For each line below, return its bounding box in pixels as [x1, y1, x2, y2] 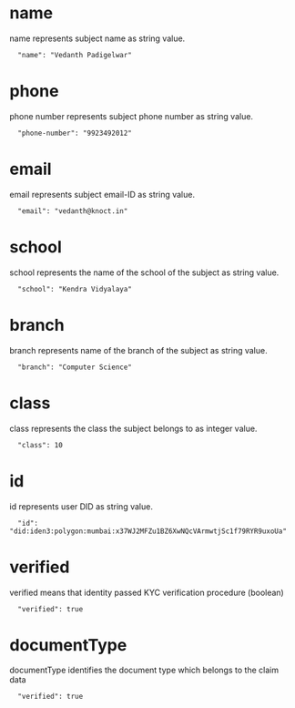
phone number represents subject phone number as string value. [9, 110, 253, 121]
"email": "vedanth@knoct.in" [17, 206, 128, 216]
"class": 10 [17, 440, 64, 449]
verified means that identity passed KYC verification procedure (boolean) [9, 587, 284, 598]
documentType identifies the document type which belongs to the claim [9, 664, 280, 676]
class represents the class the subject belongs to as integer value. [9, 423, 258, 434]
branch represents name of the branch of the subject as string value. [9, 344, 268, 355]
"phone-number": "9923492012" [17, 128, 132, 138]
